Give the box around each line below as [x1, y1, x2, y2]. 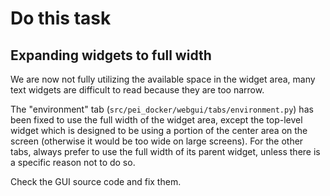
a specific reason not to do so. [10, 157, 136, 168]
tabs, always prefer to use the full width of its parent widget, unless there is [10, 146, 321, 157]
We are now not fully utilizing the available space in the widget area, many [10, 73, 316, 85]
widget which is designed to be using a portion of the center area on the [10, 125, 308, 136]
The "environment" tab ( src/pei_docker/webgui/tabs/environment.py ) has [10, 103, 314, 115]
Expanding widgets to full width [10, 47, 212, 64]
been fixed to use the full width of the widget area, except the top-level [10, 114, 303, 126]
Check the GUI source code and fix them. [10, 176, 182, 187]
